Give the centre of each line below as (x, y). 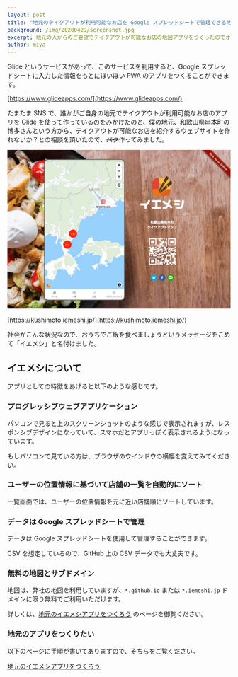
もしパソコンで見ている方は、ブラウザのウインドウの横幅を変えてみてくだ (116, 456)
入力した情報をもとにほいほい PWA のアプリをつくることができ (130, 76)
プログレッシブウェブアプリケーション (73, 407)
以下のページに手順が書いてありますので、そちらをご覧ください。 (103, 651)
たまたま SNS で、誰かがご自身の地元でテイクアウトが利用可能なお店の (111, 113)
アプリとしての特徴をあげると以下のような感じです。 (85, 386)
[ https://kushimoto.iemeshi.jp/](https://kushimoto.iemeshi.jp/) (97, 320)
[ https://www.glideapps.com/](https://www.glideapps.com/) (95, 98)
